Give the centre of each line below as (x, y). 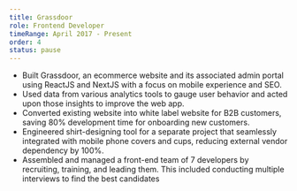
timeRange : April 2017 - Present (71, 34)
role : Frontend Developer (57, 26)
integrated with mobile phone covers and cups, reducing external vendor (155, 141)
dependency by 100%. (63, 150)
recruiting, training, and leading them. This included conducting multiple (153, 170)
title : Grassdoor (41, 17)
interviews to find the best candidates (91, 179)
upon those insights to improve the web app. (103, 103)
